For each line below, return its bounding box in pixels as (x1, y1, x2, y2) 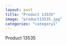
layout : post (5, 7, 33, 12)
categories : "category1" (5, 21, 58, 26)
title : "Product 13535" (5, 12, 56, 17)
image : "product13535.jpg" (5, 16, 62, 21)
